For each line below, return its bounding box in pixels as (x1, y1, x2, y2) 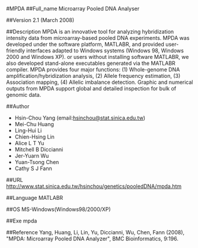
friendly (6, 47, 25, 54)
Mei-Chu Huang (14, 121, 55, 127)
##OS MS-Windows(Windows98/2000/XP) (6, 206, 111, 213)
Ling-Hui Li (14, 127, 42, 134)
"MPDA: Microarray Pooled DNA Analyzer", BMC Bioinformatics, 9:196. (6, 235, 179, 242)
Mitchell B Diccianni (14, 146, 63, 153)
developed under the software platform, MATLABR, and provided (6, 41, 165, 48)
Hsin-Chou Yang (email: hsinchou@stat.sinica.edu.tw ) (14, 114, 146, 121)
